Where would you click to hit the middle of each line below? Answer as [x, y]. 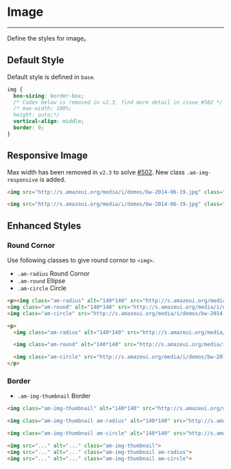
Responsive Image [47, 156]
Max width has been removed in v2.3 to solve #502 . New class [96, 172]
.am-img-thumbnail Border [54, 396]
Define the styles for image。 [48, 38]
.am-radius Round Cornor [53, 273]
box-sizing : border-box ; [49, 96]
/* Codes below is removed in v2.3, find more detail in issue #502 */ [118, 102]
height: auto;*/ [36, 115]
